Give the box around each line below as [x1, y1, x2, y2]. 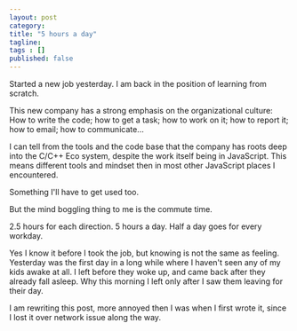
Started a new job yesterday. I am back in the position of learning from [9, 79, 267, 89]
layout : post [9, 12, 58, 22]
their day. [9, 286, 44, 296]
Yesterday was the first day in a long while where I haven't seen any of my [9, 257, 282, 267]
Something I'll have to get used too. [9, 187, 140, 197]
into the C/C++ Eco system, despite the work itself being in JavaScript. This [9, 151, 287, 161]
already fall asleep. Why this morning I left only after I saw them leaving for [9, 276, 283, 287]
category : [9, 21, 46, 30]
